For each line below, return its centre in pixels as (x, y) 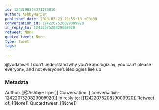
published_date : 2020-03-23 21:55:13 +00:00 (51, 19)
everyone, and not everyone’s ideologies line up (53, 69)
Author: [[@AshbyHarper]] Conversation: (46, 92)
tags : (11, 46)
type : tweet (17, 42)
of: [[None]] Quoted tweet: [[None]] (41, 103)
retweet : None (20, 32)
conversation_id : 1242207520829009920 (45, 23)
